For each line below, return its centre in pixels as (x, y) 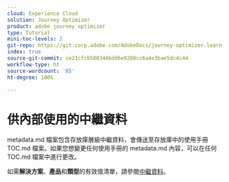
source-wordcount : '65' (41, 71)
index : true (24, 52)
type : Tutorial (29, 33)
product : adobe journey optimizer (57, 26)
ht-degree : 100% (30, 77)
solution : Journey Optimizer (49, 20)
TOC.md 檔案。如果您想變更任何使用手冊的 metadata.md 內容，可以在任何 (112, 148)
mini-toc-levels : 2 (35, 39)
